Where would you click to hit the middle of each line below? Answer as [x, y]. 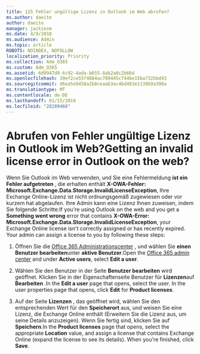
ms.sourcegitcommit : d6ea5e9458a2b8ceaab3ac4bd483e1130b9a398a [87, 84]
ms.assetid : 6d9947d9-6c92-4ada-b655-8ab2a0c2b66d [70, 73]
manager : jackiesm [29, 28]
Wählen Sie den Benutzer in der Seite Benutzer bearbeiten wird [93, 271]
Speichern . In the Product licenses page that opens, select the [92, 327]
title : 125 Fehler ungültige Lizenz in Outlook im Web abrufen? [88, 12]
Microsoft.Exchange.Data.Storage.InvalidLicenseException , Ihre [88, 190]
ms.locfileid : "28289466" [38, 106]
